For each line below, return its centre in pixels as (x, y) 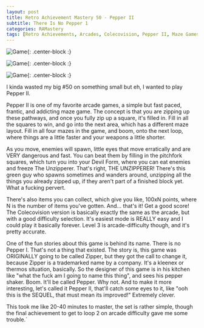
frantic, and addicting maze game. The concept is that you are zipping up (98, 112)
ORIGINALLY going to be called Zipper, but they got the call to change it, (97, 256)
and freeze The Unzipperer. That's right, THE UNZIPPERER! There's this (96, 169)
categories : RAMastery (35, 29)
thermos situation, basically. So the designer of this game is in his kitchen (98, 269)
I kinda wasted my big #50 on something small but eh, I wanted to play (95, 87)
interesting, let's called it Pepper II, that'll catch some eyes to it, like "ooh (97, 289)
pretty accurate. (26, 232)
